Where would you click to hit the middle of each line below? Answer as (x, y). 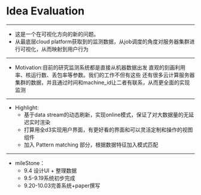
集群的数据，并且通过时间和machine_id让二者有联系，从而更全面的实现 (102, 82)
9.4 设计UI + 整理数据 (50, 170)
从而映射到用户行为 (65, 49)
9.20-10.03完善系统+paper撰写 (62, 185)
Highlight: (27, 107)
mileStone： (30, 163)
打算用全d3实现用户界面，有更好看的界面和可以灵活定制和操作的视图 (108, 130)
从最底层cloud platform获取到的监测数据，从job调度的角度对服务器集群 (102, 41)
